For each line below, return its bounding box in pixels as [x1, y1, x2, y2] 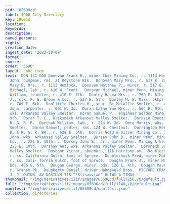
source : [5, 59, 22, 64]
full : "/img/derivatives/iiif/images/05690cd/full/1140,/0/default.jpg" [5, 182, 162, 187]
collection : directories [5, 191, 58, 196]
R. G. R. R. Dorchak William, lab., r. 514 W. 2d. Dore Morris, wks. [10, 120, 164, 126]
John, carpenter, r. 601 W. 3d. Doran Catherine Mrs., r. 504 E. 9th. [10, 106, 164, 111]
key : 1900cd [5, 17, 30, 22]
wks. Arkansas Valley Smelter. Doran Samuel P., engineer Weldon [10, 111, 153, 116]
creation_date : [5, 45, 37, 50]
